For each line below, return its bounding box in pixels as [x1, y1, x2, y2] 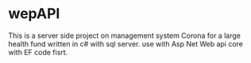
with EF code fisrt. [8, 47, 68, 57]
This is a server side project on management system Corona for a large [8, 31, 241, 40]
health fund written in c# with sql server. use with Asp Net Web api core [8, 39, 244, 48]
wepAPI [8, 5, 60, 23]
